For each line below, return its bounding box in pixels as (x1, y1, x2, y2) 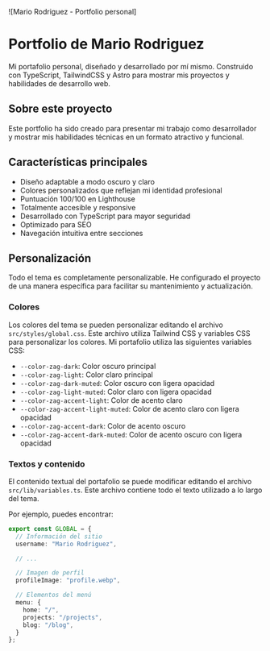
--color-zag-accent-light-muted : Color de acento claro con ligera (19, 404, 239, 413)
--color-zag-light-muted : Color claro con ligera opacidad (19, 387, 212, 396)
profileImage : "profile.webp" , (15, 576, 121, 585)
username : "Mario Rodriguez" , (15, 540, 117, 548)
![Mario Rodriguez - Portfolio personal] (8, 7, 137, 16)
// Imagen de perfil (15, 569, 85, 577)
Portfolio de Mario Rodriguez (8, 35, 205, 53)
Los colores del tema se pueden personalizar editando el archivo (8, 320, 223, 330)
